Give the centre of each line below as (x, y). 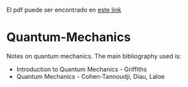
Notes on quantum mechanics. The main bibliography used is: (94, 56)
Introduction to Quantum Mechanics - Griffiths (82, 69)
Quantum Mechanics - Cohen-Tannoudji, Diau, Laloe (91, 76)
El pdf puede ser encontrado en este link (64, 10)
